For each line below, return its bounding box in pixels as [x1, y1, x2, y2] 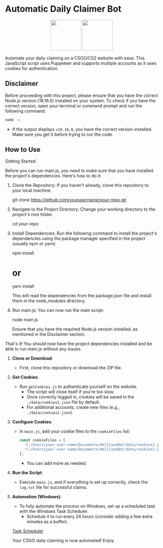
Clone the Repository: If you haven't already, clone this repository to [12, 183, 149, 188]
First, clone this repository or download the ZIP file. [19, 365, 123, 371]
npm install [12, 250, 35, 256]
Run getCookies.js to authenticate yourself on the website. [19, 384, 138, 390]
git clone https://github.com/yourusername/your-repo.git [12, 197, 127, 203]
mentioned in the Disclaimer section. [12, 331, 86, 337]
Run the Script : [12, 470, 43, 475]
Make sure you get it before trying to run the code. [12, 131, 113, 137]
